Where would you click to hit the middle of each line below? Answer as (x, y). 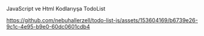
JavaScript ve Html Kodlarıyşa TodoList (56, 9)
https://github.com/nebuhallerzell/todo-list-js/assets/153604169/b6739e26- (102, 20)
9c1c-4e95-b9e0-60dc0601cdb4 (48, 27)
